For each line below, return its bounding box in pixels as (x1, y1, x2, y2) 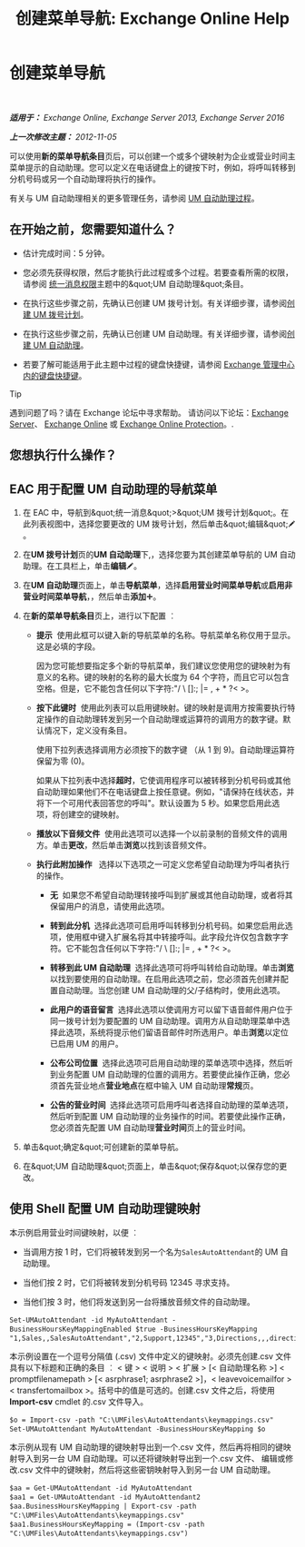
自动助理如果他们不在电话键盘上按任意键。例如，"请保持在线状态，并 (35, 786, 295, 797)
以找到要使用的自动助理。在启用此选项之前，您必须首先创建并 (49, 973, 281, 984)
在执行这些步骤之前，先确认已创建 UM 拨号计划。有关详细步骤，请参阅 (22, 297, 288, 309)
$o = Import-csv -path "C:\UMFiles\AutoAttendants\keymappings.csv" (9, 1415, 274, 1424)
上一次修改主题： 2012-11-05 (9, 131, 117, 142)
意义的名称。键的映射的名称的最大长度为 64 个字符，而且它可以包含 (35, 671, 290, 682)
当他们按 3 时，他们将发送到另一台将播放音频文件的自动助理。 (22, 1296, 256, 1307)
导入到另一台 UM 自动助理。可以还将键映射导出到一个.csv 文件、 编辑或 (16, 1453, 286, 1463)
